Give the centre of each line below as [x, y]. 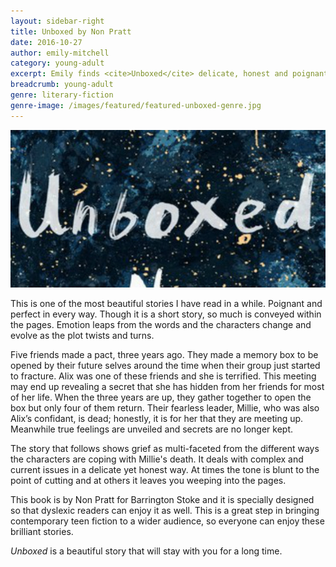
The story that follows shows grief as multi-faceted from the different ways [165, 449]
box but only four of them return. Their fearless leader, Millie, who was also [165, 408]
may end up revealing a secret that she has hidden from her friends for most [167, 387]
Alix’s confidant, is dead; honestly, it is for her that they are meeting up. [157, 419]
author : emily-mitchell [60, 53]
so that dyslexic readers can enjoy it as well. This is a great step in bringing [165, 511]
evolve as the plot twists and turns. [82, 336]
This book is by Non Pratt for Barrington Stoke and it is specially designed [162, 500]
